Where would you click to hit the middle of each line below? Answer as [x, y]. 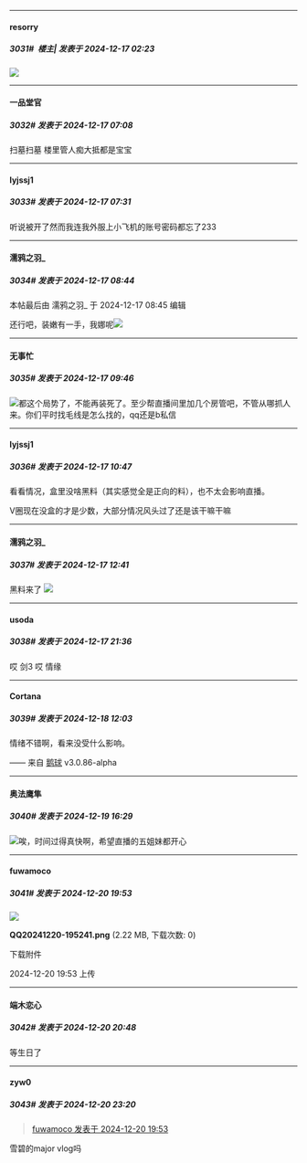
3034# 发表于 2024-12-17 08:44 [72, 280]
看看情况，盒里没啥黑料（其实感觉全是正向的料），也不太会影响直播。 [139, 492]
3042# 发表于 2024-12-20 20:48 [73, 1028]
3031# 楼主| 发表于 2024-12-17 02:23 [82, 49]
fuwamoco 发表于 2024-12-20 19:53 [100, 1129]
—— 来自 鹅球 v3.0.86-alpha [63, 763]
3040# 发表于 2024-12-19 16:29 [71, 816]
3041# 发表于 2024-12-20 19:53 [71, 893]
